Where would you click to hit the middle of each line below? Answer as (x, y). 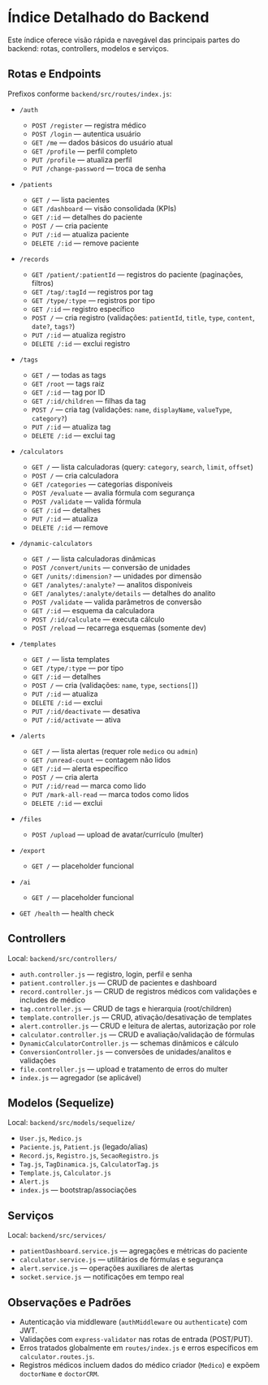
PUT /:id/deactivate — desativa (86, 711)
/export (32, 850)
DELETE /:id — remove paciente (85, 243)
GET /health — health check (67, 913)
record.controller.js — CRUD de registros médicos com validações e (138, 991)
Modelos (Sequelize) (61, 1103)
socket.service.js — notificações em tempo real (102, 1277)
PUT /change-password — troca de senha (99, 168)
